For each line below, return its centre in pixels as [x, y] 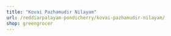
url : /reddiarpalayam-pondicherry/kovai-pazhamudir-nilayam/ [86, 18]
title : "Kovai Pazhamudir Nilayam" [52, 12]
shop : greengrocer [30, 23]
